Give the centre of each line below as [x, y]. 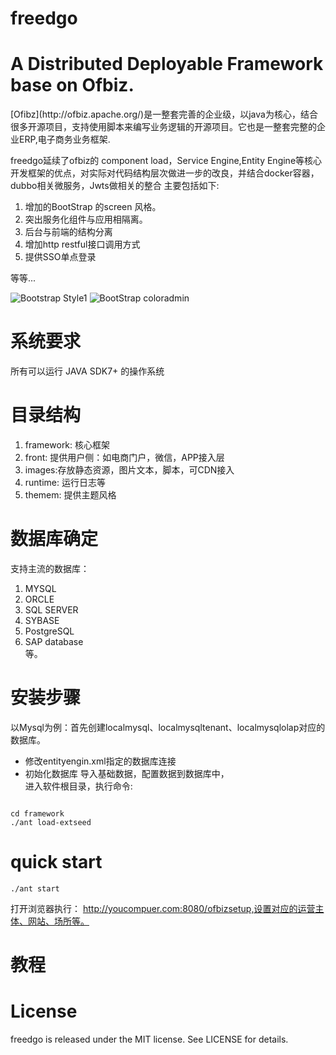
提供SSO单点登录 [60, 257]
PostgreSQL [49, 631]
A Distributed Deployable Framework [167, 64]
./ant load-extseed [51, 822]
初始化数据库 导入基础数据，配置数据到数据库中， [127, 773]
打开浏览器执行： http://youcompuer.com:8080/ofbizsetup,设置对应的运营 [163, 908]
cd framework [37, 813]
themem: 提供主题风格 [70, 495]
